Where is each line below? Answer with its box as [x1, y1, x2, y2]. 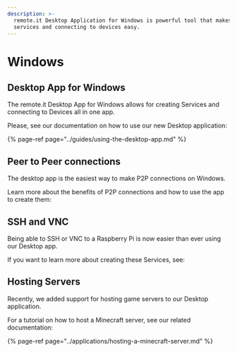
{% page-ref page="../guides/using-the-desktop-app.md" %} [7, 135, 187, 144]
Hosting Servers [7, 276, 81, 288]
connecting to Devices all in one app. [7, 108, 115, 116]
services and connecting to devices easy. [13, 23, 140, 30]
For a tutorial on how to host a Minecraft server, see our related [7, 315, 191, 324]
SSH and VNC [7, 215, 69, 227]
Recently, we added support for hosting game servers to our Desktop [7, 294, 209, 303]
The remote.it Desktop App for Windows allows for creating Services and [7, 100, 220, 109]
